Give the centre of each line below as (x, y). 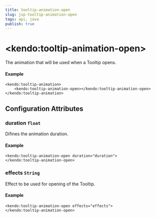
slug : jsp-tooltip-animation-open (41, 15)
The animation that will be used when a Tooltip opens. (61, 63)
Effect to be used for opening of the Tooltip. (50, 184)
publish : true (20, 24)
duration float (23, 123)
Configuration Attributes (44, 108)
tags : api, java (22, 19)
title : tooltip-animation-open (38, 10)
